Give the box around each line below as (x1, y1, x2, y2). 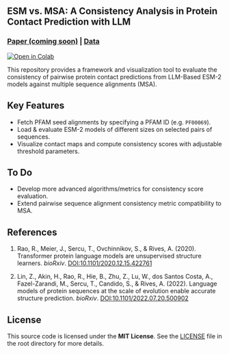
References (7, 226, 57, 238)
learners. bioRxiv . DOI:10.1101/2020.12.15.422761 (16, 259, 152, 267)
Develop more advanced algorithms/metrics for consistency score (16, 185, 204, 193)
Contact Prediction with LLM (7, 16, 131, 28)
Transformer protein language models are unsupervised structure (16, 252, 202, 260)
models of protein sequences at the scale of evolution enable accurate (16, 287, 217, 295)
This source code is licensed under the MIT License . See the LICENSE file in (7, 331, 222, 340)
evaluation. (16, 192, 49, 200)
